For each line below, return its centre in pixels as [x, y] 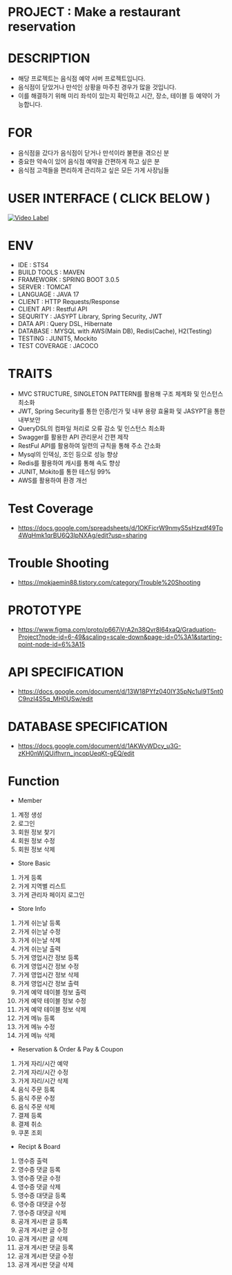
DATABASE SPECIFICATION [88, 726]
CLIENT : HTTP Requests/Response [69, 301]
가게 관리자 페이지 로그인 [51, 894]
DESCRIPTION [49, 58]
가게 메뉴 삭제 [36, 1035]
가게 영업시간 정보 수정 [48, 966]
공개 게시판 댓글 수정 [46, 1256]
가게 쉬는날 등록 [39, 923]
